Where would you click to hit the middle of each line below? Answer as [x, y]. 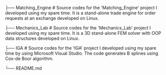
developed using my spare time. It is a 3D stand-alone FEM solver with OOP [83, 33]
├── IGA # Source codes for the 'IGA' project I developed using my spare [81, 48]
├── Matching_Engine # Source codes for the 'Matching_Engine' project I [81, 8]
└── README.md [23, 68]
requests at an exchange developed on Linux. [52, 18]
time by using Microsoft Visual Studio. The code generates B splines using [82, 53]
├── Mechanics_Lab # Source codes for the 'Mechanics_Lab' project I [78, 28]
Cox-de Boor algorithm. [29, 59]
